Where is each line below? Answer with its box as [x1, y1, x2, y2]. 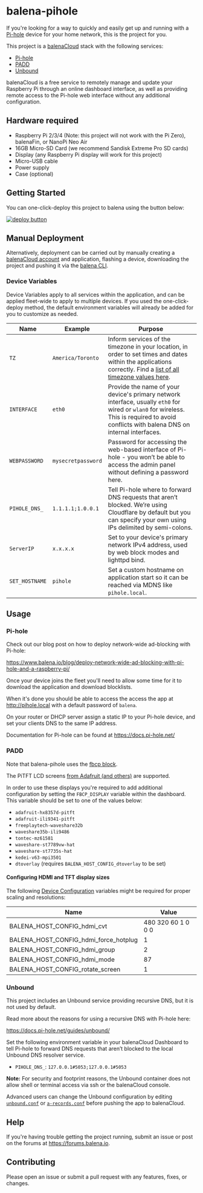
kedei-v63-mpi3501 [14, 855, 62, 861]
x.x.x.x [52, 545, 74, 552]
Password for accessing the [108, 438, 187, 446]
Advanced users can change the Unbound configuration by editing [6, 1093, 173, 1100]
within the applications [108, 357, 172, 366]
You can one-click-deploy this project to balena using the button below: [6, 204, 185, 211]
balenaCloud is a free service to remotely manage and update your [6, 79, 173, 86]
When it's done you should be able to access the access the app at [6, 695, 173, 703]
